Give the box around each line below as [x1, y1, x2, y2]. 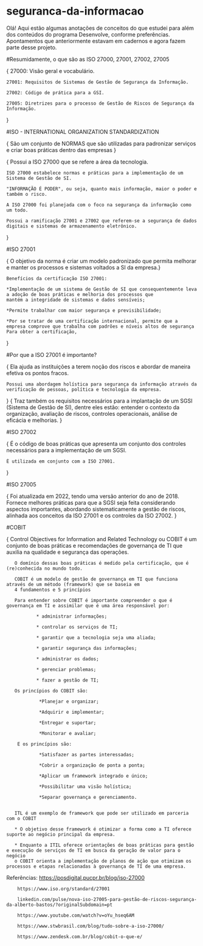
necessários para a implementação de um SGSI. [6, 446, 126, 454]
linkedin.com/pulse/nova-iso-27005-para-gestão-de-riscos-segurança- [17, 896, 198, 902]
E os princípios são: [17, 741, 72, 747]
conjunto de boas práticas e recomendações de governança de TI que [6, 542, 183, 549]
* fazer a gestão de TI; [36, 677, 99, 683]
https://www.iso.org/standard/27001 [17, 886, 111, 892]
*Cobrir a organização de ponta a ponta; [38, 762, 146, 768]
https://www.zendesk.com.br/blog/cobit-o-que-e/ [17, 933, 143, 940]
